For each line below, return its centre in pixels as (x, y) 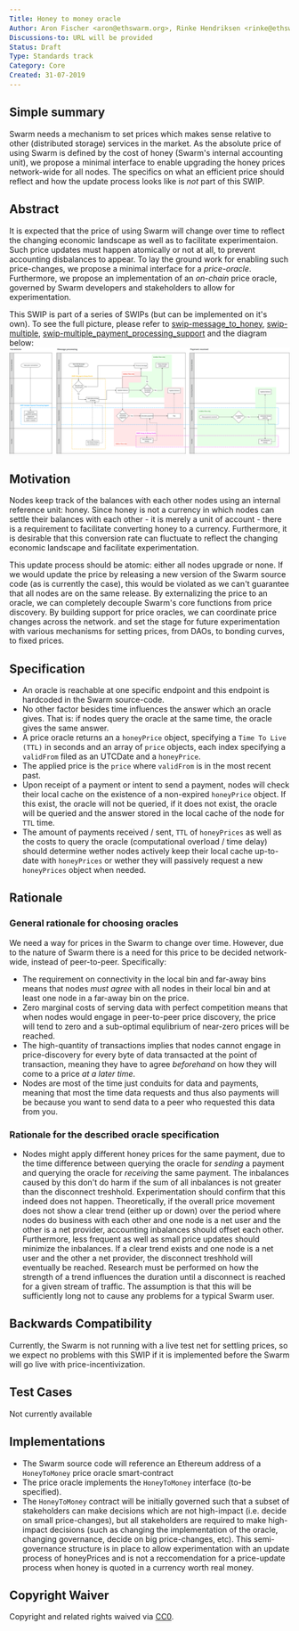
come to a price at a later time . (79, 1073)
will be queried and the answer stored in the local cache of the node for (153, 813)
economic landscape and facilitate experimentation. (104, 548)
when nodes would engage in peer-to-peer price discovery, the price (149, 1016)
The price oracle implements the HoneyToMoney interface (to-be (137, 1482)
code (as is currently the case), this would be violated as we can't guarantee (149, 584)
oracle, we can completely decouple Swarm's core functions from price (141, 603)
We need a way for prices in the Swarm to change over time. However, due (146, 942)
